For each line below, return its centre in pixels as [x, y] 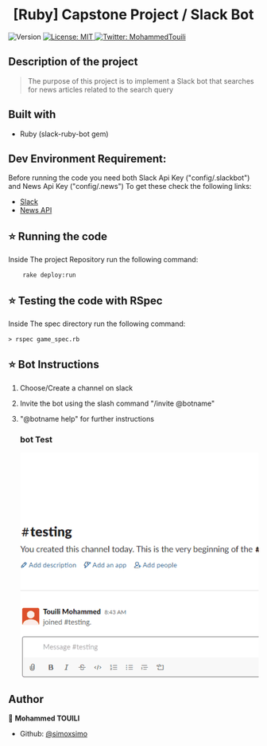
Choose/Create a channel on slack [76, 387]
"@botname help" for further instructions [87, 418]
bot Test [36, 439]
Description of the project [73, 62]
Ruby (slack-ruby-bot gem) [64, 134]
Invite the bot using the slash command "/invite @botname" [117, 403]
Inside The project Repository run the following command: [103, 260]
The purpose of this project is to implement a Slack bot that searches [141, 80]
